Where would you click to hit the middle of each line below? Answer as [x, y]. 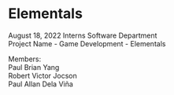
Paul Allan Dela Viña [41, 84]
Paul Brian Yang [34, 67]
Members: [25, 59]
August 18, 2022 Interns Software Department [83, 35]
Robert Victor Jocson [43, 75]
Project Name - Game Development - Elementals [87, 43]
